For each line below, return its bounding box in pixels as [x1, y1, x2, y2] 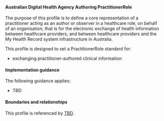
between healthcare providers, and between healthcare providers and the [5, 31, 157, 37]
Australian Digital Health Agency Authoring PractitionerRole [5, 4, 132, 10]
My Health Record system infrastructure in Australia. [5, 36, 113, 42]
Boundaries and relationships [5, 99, 68, 105]
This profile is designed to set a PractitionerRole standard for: [5, 46, 132, 52]
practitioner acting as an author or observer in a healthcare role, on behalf [5, 20, 158, 26]
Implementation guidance [5, 67, 60, 73]
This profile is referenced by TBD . [5, 110, 74, 116]
